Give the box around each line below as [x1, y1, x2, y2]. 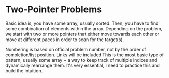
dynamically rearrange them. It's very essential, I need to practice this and [5, 62, 160, 68]
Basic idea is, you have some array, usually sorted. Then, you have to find [5, 20, 159, 26]
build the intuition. [5, 67, 43, 74]
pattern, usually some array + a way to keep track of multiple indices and [5, 57, 157, 63]
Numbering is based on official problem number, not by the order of [5, 46, 146, 52]
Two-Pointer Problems [5, 4, 102, 15]
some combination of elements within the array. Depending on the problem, [5, 25, 163, 31]
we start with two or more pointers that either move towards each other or [5, 31, 160, 37]
